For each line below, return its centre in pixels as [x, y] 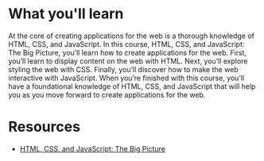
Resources [45, 127]
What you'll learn [66, 14]
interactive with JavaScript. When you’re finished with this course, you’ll [126, 78]
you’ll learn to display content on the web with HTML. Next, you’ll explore [128, 61]
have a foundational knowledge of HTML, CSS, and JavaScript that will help [132, 86]
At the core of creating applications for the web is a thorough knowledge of [132, 36]
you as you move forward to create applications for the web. [107, 94]
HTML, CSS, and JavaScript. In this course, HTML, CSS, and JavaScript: [126, 44]
